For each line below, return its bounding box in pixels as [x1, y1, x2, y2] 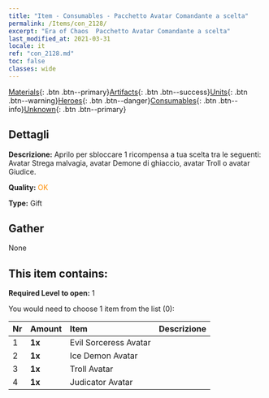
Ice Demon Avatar [69, 350, 138, 361]
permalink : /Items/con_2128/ [8, 19, 107, 28]
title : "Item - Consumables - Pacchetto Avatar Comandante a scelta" [8, 11, 249, 20]
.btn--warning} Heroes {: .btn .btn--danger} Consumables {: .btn [8, 95, 217, 106]
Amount [29, 323, 63, 335]
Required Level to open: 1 [8, 288, 95, 298]
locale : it [8, 42, 46, 50]
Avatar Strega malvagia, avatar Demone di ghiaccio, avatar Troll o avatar [8, 158, 250, 167]
